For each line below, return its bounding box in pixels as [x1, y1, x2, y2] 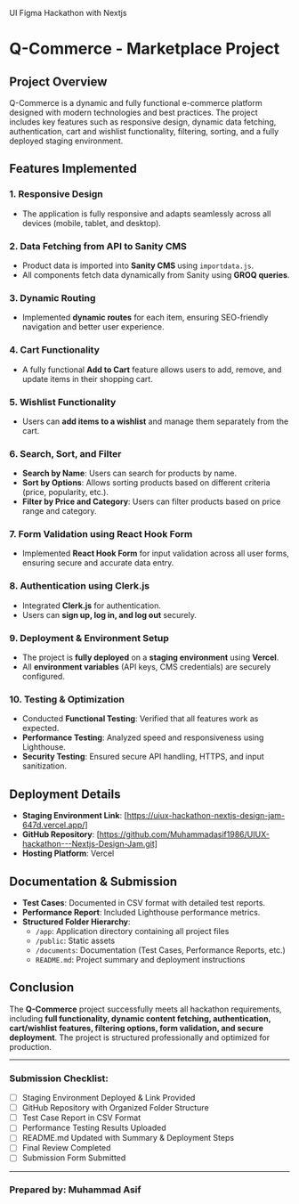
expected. [21, 723, 60, 734]
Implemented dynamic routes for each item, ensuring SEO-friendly [21, 312, 269, 323]
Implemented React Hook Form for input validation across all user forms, [21, 548, 289, 559]
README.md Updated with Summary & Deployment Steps [21, 1133, 234, 1143]
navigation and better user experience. [21, 321, 165, 332]
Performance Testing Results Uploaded [21, 1122, 166, 1134]
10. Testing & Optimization [9, 693, 125, 705]
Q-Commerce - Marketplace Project [9, 39, 280, 59]
